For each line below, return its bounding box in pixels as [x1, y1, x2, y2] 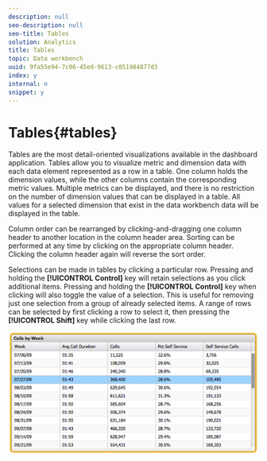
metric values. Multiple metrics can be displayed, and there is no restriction [8, 184, 255, 193]
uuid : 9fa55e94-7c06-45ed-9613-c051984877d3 [8, 64, 158, 72]
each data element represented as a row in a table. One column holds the [8, 167, 249, 176]
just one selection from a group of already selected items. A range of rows [8, 299, 252, 308]
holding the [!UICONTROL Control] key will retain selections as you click [8, 273, 246, 283]
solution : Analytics [8, 38, 77, 46]
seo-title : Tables [8, 29, 69, 37]
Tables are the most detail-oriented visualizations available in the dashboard [8, 149, 258, 159]
